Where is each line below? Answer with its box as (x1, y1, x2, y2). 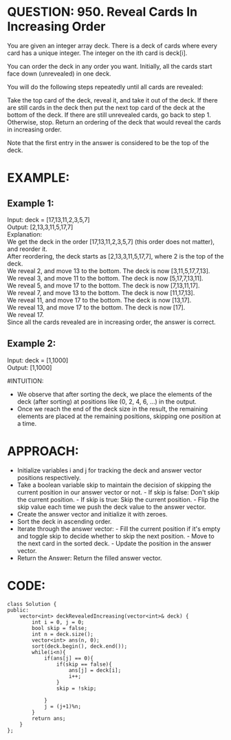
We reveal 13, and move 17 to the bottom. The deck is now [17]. (7, 303, 186, 312)
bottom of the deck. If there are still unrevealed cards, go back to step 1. (7, 111, 211, 119)
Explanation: (7, 230, 43, 238)
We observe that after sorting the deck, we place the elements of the (16, 390, 212, 398)
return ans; (32, 715, 67, 722)
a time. (16, 419, 37, 427)
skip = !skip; (56, 685, 97, 692)
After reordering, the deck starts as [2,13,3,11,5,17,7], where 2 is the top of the (7, 252, 224, 260)
